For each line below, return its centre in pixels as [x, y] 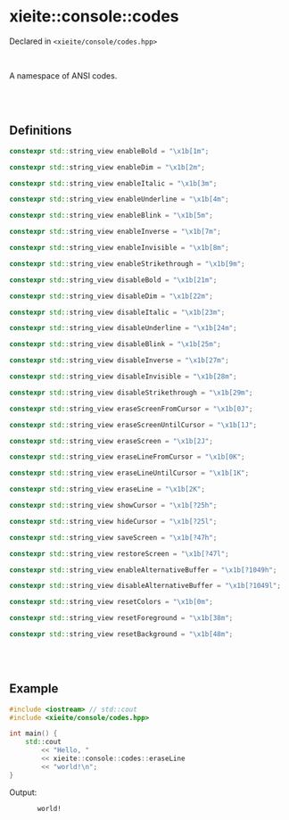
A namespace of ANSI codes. [63, 75]
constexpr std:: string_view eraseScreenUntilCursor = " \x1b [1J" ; [133, 425]
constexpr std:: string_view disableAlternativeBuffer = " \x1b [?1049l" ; [145, 586]
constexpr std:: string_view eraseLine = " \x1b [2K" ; [107, 489]
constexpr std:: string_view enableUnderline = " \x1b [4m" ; [119, 199]
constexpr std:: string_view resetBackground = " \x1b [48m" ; [121, 634]
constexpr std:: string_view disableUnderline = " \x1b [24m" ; [124, 328]
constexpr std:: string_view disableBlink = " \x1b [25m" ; [115, 344]
